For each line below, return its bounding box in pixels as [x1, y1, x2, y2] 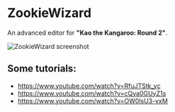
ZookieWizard [7, 5, 92, 21]
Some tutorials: [7, 62, 77, 75]
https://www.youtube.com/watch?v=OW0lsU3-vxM [17, 96, 168, 105]
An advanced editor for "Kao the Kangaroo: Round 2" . [7, 28, 168, 37]
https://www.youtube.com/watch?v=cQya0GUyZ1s [17, 89, 166, 97]
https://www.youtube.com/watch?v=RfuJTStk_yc [17, 82, 161, 90]
